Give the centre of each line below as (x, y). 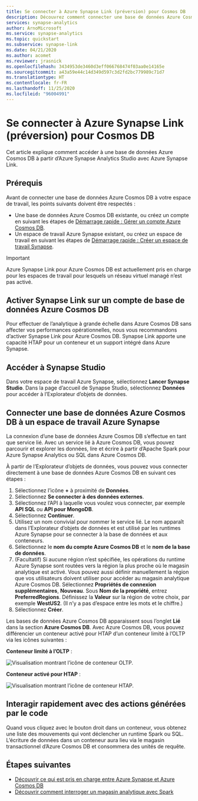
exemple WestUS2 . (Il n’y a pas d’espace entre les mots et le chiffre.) (99, 603)
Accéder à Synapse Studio (56, 367)
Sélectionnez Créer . (39, 609)
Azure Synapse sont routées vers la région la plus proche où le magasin (102, 565)
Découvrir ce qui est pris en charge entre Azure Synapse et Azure (95, 779)
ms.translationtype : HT (35, 77)
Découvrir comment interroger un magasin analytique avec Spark (94, 792)
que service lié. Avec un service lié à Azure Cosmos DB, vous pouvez (90, 442)
